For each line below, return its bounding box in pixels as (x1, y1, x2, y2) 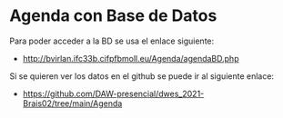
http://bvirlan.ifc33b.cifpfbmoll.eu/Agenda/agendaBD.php (22, 53, 239, 64)
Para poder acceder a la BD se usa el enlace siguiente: (9, 35, 215, 46)
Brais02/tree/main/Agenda (22, 97, 123, 109)
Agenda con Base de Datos (9, 5, 217, 26)
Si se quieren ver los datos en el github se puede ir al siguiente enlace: (9, 70, 275, 82)
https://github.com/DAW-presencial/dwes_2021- (22, 88, 205, 99)
